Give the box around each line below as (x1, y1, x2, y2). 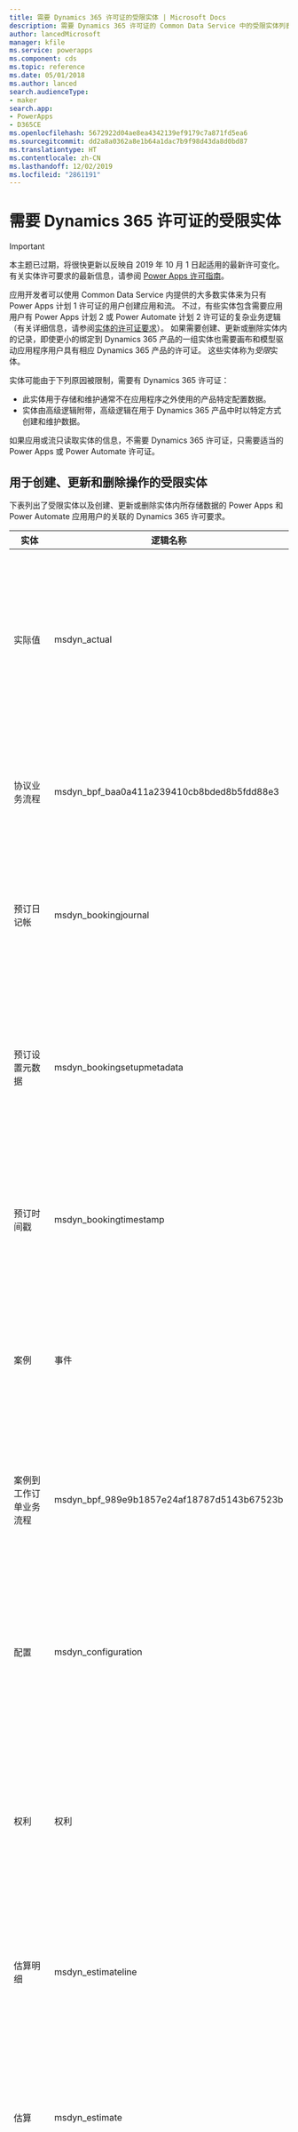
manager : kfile (9, 37, 66, 47)
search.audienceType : (9, 87, 90, 96)
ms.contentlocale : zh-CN (9, 153, 101, 163)
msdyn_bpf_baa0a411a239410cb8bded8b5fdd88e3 (54, 786, 279, 797)
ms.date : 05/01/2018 (9, 71, 86, 80)
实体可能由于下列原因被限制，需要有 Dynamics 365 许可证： (9, 375, 230, 386)
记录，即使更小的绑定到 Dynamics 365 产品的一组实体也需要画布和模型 (16, 334, 277, 345)
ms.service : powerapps (9, 46, 93, 55)
